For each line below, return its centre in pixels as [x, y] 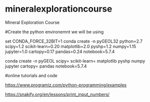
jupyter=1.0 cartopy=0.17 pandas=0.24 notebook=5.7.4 [60, 51]
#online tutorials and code [31, 75]
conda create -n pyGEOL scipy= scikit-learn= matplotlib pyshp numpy [75, 61]
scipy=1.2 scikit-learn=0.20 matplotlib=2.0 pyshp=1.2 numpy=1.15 [71, 46]
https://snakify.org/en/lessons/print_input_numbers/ [57, 94]
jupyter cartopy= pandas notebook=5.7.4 [46, 66]
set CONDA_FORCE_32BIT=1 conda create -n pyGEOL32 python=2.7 [74, 41]
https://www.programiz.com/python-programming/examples [66, 85]
